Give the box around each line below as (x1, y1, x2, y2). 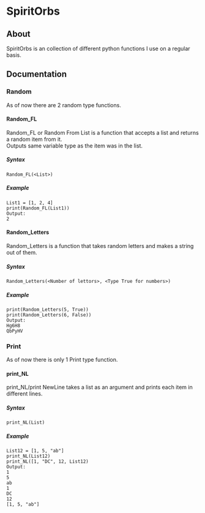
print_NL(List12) (6, 453, 51, 460)
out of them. (6, 249, 38, 256)
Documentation (6, 69, 67, 80)
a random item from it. (6, 135, 62, 143)
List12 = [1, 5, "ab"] (6, 448, 64, 454)
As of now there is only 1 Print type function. (6, 356, 118, 364)
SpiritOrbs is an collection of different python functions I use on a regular (6, 45, 191, 52)
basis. (6, 51, 21, 59)
